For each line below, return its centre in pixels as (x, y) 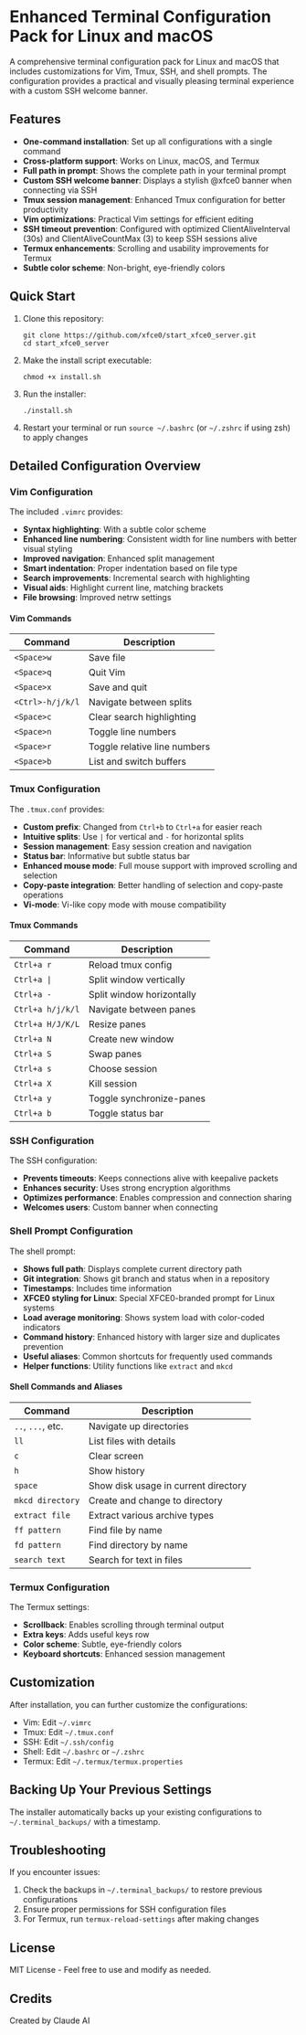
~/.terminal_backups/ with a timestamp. (85, 1821)
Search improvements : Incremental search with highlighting (136, 578)
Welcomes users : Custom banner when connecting (120, 1207)
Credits (31, 1998)
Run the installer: (54, 394)
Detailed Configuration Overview (105, 466)
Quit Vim (107, 673)
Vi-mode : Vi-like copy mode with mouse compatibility (124, 904)
